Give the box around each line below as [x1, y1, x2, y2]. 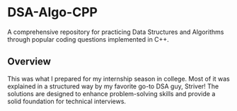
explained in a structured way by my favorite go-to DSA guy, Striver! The [7, 82, 219, 90]
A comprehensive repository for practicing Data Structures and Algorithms [7, 28, 224, 36]
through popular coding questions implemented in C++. [7, 35, 170, 43]
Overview [7, 56, 52, 68]
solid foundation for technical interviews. [7, 97, 126, 105]
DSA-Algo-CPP [7, 4, 98, 21]
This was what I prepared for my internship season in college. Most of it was [7, 74, 230, 83]
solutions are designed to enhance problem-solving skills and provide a [7, 89, 216, 98]
